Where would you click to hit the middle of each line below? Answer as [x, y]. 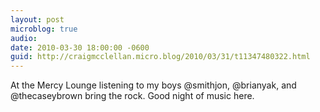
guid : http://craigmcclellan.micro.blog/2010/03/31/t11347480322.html [160, 57]
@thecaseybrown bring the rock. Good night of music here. [132, 96]
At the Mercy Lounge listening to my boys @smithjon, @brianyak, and [153, 85]
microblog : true [44, 29]
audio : [24, 38]
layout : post [37, 19]
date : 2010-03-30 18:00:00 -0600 [80, 47]
